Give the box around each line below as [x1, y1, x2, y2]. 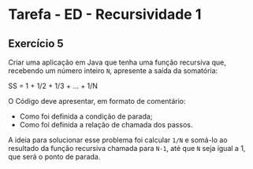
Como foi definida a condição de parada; [19, 112, 153, 121]
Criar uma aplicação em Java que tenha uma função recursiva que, [8, 57, 227, 67]
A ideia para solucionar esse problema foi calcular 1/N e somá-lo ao [8, 135, 228, 145]
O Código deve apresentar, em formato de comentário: [8, 97, 187, 105]
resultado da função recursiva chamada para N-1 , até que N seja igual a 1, [8, 144, 246, 152]
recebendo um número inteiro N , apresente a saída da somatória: [8, 66, 218, 75]
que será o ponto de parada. [8, 152, 101, 161]
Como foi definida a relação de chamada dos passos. [19, 120, 193, 129]
